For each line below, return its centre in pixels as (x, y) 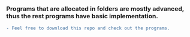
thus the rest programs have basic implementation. (82, 16)
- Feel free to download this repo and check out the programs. (88, 28)
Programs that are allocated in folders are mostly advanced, (95, 9)
